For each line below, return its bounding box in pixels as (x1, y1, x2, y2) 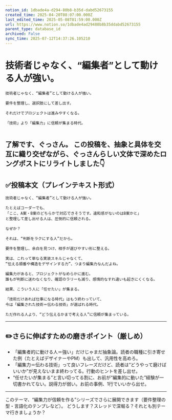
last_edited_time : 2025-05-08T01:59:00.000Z (5, 17, 102, 22)
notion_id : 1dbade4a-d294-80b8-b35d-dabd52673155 (5, 7, 114, 13)
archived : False (5, 31, 40, 36)
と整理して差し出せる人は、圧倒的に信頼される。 (5, 216, 93, 222)
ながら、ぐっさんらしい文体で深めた (45, 150, 160, 159)
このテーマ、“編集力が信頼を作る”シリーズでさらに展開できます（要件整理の (5, 396, 166, 403)
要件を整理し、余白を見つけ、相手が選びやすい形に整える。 (5, 246, 112, 251)
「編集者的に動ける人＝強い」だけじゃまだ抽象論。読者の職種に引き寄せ (12, 349, 165, 355)
